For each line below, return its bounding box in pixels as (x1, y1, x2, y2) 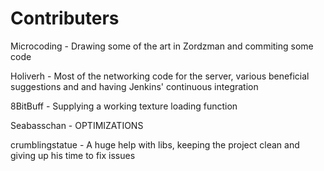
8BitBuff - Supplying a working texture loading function (10, 100, 238, 112)
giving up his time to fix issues (10, 149, 136, 161)
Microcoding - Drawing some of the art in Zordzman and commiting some (10, 40, 314, 52)
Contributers (10, 7, 120, 30)
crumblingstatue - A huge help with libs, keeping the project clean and (10, 138, 300, 151)
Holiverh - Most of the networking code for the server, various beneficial (10, 70, 310, 82)
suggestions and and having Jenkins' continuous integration (10, 80, 259, 92)
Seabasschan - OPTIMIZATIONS (10, 119, 144, 131)
